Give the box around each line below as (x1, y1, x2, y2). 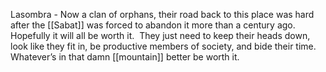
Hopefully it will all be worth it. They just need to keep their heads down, (10, 30, 311, 41)
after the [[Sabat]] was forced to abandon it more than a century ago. (10, 19, 296, 31)
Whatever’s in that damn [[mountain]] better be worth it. (10, 51, 240, 63)
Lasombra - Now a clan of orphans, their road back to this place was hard (10, 9, 315, 20)
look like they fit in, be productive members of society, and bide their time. (10, 40, 317, 52)
